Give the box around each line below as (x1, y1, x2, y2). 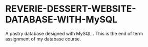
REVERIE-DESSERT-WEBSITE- (5, 3, 137, 15)
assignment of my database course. (5, 36, 81, 42)
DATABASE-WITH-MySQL (5, 14, 118, 25)
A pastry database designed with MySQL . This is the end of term (5, 30, 143, 36)
